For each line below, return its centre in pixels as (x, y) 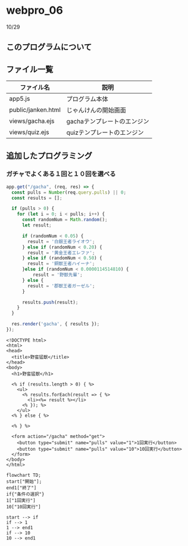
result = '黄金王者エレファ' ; (61, 253)
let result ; (37, 225)
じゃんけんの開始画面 (96, 110)
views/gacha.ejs (32, 121)
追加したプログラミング (49, 156)
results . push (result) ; (50, 302)
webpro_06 (35, 10)
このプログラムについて (49, 47)
